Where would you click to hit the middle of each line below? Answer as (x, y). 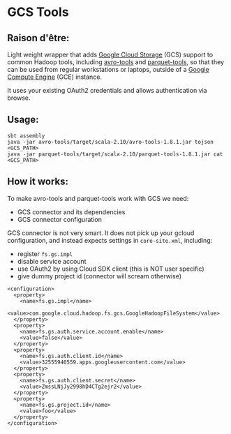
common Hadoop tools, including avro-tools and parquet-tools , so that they (116, 62)
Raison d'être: (38, 38)
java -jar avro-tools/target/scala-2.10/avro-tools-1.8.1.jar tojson (111, 142)
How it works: (38, 182)
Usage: (23, 120)
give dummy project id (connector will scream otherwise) (99, 276)
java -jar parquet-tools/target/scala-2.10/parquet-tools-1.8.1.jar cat (115, 154)
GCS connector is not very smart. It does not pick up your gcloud (101, 233)
